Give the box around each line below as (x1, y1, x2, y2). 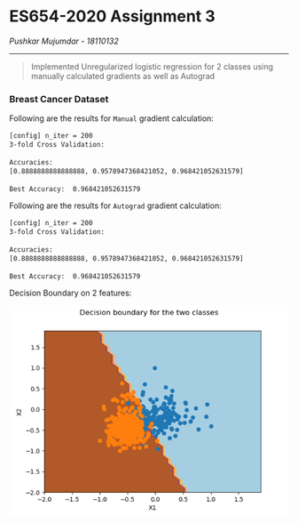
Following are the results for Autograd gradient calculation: (9, 200, 222, 211)
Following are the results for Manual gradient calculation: (9, 113, 215, 124)
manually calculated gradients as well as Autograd (30, 70, 216, 81)
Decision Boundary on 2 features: (9, 287, 132, 299)
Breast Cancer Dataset (9, 93, 109, 105)
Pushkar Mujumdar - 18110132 (9, 36, 120, 46)
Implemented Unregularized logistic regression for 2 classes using (30, 60, 273, 72)
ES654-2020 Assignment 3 (9, 6, 216, 27)
